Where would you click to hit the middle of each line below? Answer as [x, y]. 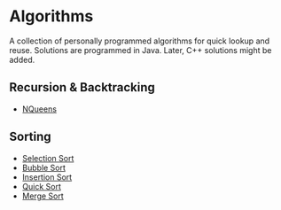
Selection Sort [48, 158]
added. [22, 59]
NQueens [39, 109]
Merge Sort [43, 196]
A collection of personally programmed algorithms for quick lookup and [140, 41]
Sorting [30, 137]
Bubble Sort [44, 167]
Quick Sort [42, 186]
